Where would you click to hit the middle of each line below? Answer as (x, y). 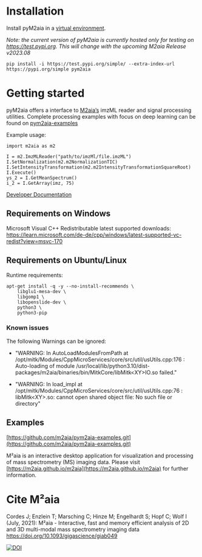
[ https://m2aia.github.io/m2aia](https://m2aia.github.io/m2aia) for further (97, 468)
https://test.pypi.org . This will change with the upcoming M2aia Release (96, 46)
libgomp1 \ (31, 297)
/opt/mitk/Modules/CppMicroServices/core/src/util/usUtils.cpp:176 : (100, 359)
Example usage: (26, 134)
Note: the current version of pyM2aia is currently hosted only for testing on (100, 40)
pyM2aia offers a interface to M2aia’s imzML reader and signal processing (99, 110)
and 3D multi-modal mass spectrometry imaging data (73, 529)
